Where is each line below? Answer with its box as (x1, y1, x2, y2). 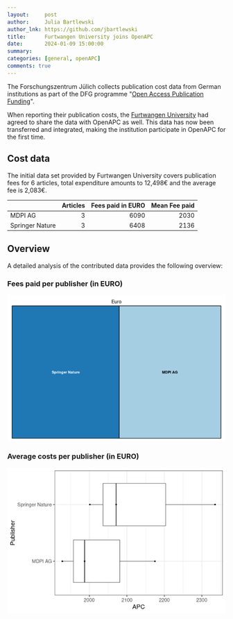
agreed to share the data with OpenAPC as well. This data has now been (7, 118, 214, 126)
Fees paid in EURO (91, 201, 146, 210)
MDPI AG (10, 212, 36, 220)
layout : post (7, 11, 58, 18)
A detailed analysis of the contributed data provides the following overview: (7, 261, 223, 270)
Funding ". (7, 97, 35, 105)
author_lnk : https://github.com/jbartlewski (7, 26, 138, 33)
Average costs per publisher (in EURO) (7, 452, 139, 461)
